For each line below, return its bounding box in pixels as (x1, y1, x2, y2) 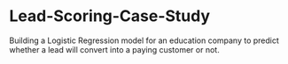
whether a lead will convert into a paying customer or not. (9, 44, 220, 54)
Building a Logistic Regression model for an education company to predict (9, 35, 279, 46)
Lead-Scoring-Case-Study (9, 6, 211, 26)
